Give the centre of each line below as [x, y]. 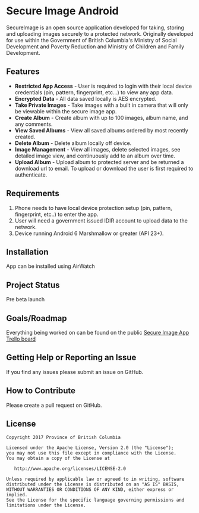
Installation [27, 252]
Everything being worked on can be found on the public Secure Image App [98, 333]
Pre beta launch [26, 299]
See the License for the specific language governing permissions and [95, 500]
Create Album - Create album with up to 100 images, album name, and [101, 118]
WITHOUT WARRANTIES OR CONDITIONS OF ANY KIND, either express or [90, 490]
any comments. [34, 124]
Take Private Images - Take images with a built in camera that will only [102, 105]
